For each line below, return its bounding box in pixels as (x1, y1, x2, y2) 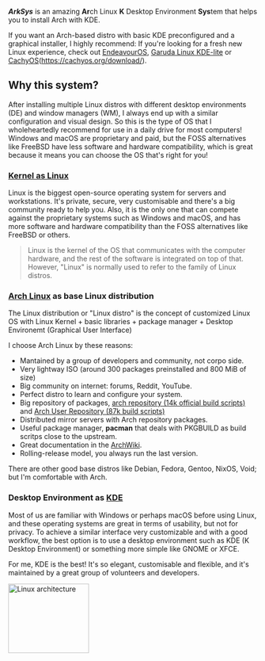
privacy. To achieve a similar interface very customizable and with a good (8, 527, 248, 537)
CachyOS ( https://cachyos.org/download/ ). (8, 55, 147, 65)
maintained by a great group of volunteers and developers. (8, 567, 200, 577)
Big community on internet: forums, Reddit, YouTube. (19, 381, 192, 391)
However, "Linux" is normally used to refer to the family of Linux (27, 262, 237, 272)
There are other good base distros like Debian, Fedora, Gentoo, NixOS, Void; (8, 464, 257, 474)
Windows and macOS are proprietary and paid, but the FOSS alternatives (8, 133, 247, 143)
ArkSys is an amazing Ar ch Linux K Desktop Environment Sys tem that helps (8, 7, 258, 16)
